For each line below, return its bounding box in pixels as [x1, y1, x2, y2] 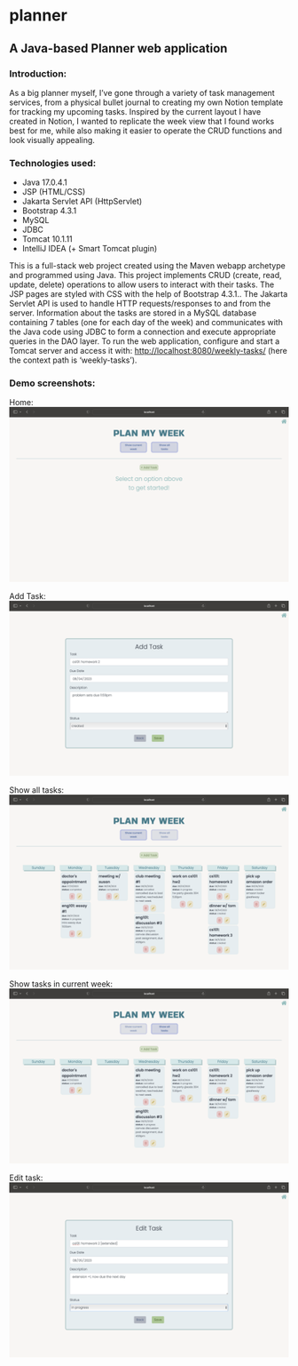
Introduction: [9, 68, 67, 80]
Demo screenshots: [9, 377, 96, 389]
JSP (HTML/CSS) [21, 187, 86, 197]
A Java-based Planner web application [9, 41, 228, 56]
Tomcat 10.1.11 [21, 234, 73, 244]
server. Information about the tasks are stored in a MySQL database [9, 308, 257, 318]
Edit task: [9, 1172, 43, 1183]
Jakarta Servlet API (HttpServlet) [21, 196, 143, 207]
